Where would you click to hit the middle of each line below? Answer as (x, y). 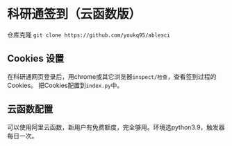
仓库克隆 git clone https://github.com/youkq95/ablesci (89, 35)
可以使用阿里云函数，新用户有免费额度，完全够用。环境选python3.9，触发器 (116, 127)
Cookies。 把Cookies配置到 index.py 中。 (65, 85)
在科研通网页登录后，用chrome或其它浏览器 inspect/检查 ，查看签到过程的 (112, 76)
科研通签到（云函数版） (74, 14)
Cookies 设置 (36, 58)
